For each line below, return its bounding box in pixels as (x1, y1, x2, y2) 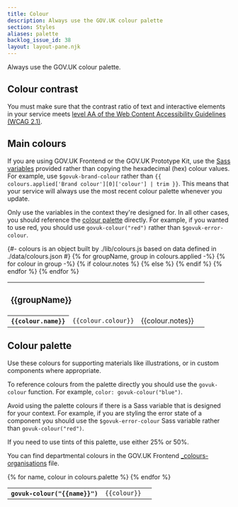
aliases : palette (7, 30, 59, 38)
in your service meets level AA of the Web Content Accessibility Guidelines (7, 109, 227, 118)
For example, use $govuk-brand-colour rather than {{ (7, 172, 161, 180)
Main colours (7, 138, 67, 150)
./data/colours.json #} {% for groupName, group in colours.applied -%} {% (7, 252, 225, 260)
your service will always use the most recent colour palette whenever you (7, 186, 222, 195)
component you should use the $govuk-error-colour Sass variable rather (7, 416, 220, 425)
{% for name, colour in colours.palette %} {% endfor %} (7, 472, 171, 481)
